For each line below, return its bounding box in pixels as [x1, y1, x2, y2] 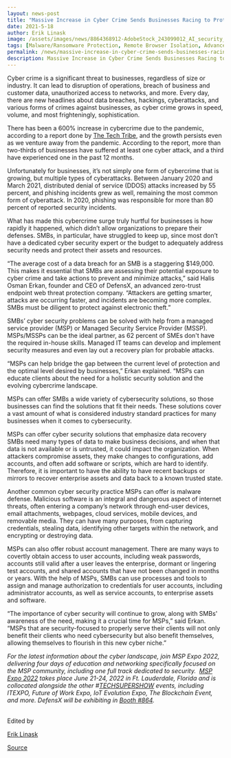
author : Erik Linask [7, 29, 67, 37]
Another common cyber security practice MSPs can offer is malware [7, 487, 201, 495]
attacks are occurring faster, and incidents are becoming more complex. [7, 296, 212, 304]
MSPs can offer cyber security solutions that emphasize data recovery [7, 430, 207, 438]
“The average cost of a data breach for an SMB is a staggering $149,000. [7, 259, 214, 268]
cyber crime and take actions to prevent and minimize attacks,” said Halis [7, 274, 215, 282]
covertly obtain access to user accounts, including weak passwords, [7, 552, 201, 560]
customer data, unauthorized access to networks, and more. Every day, [7, 88, 210, 97]
